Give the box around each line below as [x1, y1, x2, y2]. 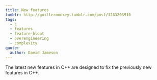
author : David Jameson [10, 50, 58, 55]
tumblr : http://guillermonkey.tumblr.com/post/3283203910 [5, 12, 131, 17]
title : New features [5, 7, 49, 13]
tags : [5, 17, 17, 22]
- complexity [10, 41, 38, 46]
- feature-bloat [10, 31, 44, 36]
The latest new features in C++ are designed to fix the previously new [5, 64, 152, 70]
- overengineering [10, 36, 49, 41]
